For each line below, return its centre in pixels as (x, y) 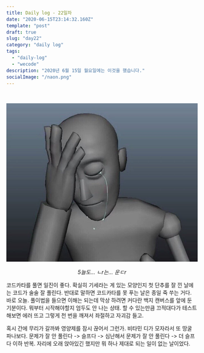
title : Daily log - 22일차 (39, 13)
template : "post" (28, 26)
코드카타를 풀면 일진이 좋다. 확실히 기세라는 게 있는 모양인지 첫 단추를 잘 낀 (94, 285)
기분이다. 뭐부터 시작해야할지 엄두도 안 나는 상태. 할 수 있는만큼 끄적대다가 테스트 (102, 307)
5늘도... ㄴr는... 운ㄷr (102, 272)
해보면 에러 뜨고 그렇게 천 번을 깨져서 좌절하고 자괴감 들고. (75, 315)
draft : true (21, 32)
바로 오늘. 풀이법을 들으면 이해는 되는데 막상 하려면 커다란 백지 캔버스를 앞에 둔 (99, 300)
